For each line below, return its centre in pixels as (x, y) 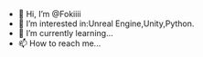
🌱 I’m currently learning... (65, 33)
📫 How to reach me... (59, 43)
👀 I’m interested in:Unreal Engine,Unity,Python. (106, 24)
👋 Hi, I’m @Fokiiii (49, 14)
